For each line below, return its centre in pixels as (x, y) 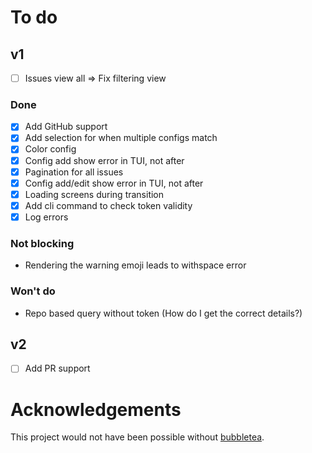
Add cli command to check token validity (108, 205)
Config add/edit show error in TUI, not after (114, 183)
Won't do (33, 291)
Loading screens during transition (94, 194)
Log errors (46, 217)
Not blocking (42, 243)
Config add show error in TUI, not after (104, 160)
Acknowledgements (96, 409)
